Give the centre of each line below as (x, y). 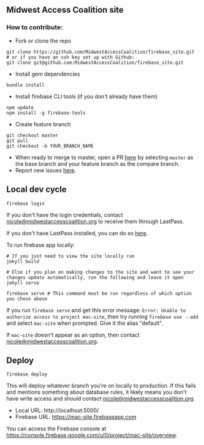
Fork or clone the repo (43, 41)
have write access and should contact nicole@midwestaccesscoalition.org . (101, 399)
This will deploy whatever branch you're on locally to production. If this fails (101, 386)
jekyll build (23, 262)
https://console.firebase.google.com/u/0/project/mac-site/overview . (92, 435)
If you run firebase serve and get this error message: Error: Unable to (96, 310)
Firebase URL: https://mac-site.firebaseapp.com (76, 417)
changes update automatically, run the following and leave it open (95, 277)
